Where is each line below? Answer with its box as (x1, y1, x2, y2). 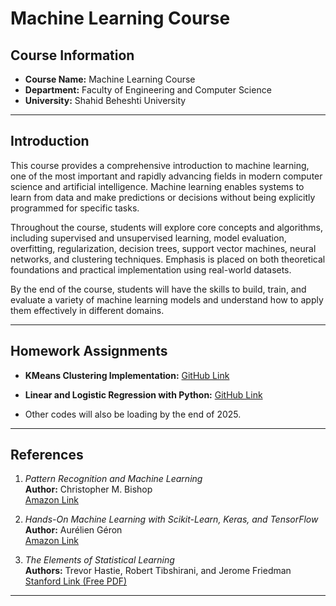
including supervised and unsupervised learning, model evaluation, (10, 232, 287, 244)
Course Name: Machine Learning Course (24, 73, 196, 85)
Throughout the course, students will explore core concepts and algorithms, (10, 221, 323, 233)
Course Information (10, 47, 135, 64)
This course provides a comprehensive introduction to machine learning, (10, 159, 310, 171)
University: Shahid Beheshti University (24, 95, 187, 106)
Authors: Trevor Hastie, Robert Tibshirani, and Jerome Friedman (24, 565, 292, 577)
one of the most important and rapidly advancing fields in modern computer (10, 170, 323, 182)
